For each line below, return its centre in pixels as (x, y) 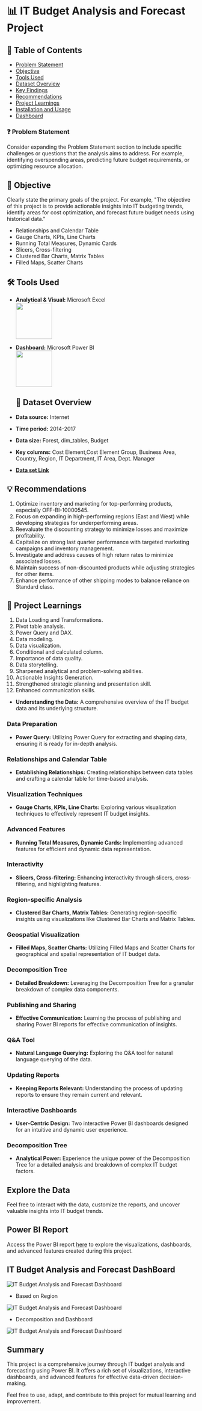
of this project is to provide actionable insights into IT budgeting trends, (95, 206)
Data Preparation (32, 724)
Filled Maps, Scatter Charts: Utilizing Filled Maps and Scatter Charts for (105, 947)
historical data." (26, 219)
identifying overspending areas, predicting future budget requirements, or (98, 160)
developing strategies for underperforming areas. (77, 523)
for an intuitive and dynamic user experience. (72, 1129)
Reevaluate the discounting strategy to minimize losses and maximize (102, 529)
